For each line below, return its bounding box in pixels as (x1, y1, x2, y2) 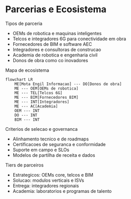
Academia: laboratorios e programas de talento (12, 188, 112, 194)
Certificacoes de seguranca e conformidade (12, 141, 106, 147)
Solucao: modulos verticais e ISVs (12, 177, 85, 183)
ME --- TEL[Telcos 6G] (14, 90, 63, 95)
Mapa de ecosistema (5, 67, 49, 73)
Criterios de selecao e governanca (5, 126, 78, 132)
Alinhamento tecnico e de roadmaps (12, 136, 89, 142)
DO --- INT (14, 112, 38, 118)
